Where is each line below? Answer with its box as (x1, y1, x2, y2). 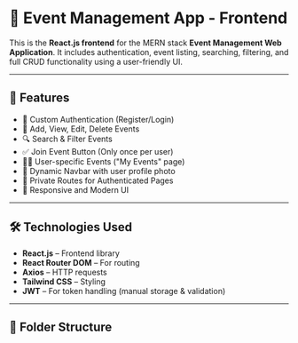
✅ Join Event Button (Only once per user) (21, 146, 174, 156)
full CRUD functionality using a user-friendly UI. (9, 56, 184, 67)
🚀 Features (9, 91, 70, 106)
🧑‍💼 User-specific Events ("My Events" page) (21, 156, 185, 167)
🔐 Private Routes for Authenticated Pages (21, 175, 174, 186)
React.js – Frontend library (21, 248, 120, 259)
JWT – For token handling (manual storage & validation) (21, 285, 226, 296)
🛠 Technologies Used (9, 219, 133, 235)
